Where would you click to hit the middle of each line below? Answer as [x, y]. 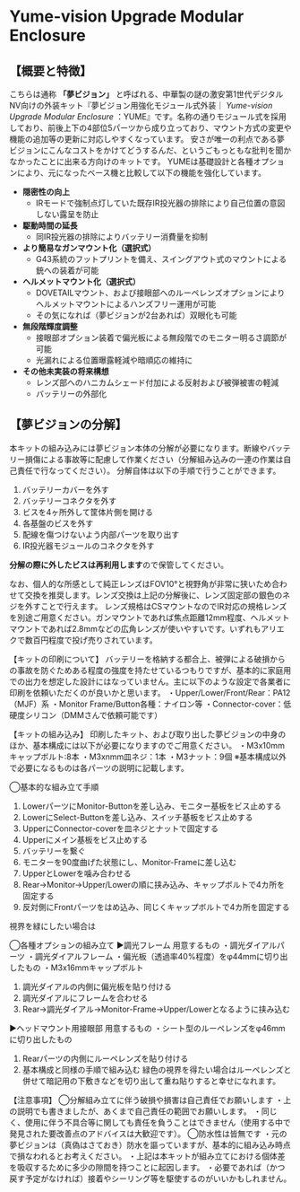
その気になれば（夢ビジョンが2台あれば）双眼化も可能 [136, 315]
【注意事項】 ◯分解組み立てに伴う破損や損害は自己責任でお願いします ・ [146, 1100]
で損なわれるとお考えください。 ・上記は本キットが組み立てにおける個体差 [147, 1156]
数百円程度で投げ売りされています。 [91, 640]
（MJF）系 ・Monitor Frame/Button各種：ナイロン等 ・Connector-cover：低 [150, 704]
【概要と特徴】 [51, 70]
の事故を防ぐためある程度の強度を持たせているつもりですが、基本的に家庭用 [150, 670]
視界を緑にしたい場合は [52, 925]
